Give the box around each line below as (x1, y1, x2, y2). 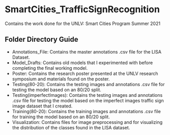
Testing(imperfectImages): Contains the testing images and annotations (12, 92, 163, 98)
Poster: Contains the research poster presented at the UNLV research (12, 70, 158, 76)
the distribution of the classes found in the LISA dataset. (12, 124, 130, 130)
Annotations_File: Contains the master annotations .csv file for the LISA (12, 48, 161, 55)
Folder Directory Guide (5, 35, 78, 44)
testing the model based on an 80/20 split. (12, 87, 101, 93)
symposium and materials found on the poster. (12, 75, 110, 82)
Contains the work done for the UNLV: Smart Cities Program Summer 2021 (5, 20, 161, 26)
